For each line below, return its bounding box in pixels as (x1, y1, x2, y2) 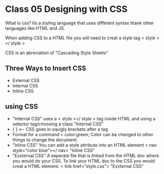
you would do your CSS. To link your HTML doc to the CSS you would (12, 158, 155, 164)
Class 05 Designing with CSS (5, 3, 128, 15)
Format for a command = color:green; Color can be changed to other (12, 131, 154, 137)
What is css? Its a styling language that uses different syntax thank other (5, 20, 154, 26)
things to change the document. (12, 137, 78, 143)
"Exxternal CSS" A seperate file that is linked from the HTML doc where (12, 153, 159, 159)
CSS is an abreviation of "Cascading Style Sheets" (5, 50, 108, 56)
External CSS (12, 77, 40, 83)
